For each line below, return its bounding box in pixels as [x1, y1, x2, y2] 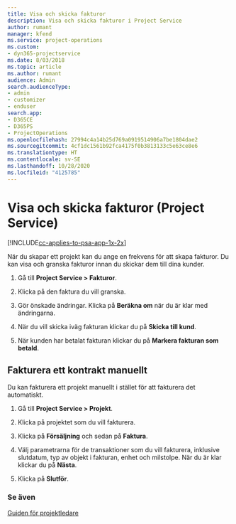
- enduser [7, 103, 37, 110]
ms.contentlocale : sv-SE [7, 156, 81, 164]
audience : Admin [7, 76, 55, 84]
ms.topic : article [7, 63, 62, 70]
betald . [17, 343, 39, 352]
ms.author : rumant [7, 70, 62, 77]
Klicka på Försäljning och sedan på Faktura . [17, 432, 148, 441]
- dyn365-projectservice [7, 50, 81, 58]
